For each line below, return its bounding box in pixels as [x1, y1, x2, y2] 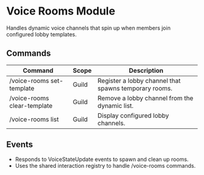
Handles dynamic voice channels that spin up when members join [6, 24, 171, 31]
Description [129, 66, 164, 74]
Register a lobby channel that [97, 76, 181, 85]
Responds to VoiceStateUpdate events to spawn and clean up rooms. [15, 156, 189, 163]
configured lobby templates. [6, 30, 77, 38]
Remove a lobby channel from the [97, 94, 194, 102]
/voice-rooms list [9, 115, 59, 124]
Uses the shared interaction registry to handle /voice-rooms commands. [15, 162, 196, 169]
